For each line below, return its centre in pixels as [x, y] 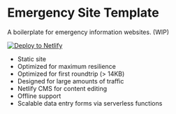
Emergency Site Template [83, 13]
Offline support [39, 96]
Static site [32, 59]
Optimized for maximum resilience [67, 66]
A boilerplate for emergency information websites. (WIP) [88, 32]
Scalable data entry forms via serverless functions [90, 103]
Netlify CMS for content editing [62, 88]
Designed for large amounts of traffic [71, 81]
